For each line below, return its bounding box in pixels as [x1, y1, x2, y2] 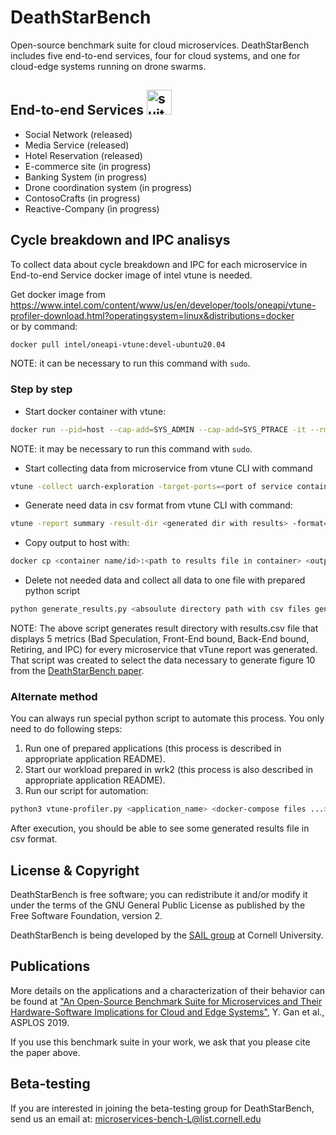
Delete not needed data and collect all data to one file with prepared [24, 574, 306, 586]
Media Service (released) [24, 139, 130, 151]
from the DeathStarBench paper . [10, 665, 145, 677]
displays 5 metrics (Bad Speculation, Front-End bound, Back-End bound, [10, 633, 310, 645]
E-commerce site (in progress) [24, 160, 152, 172]
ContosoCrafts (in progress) [24, 192, 141, 204]
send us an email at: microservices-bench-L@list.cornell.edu [10, 1112, 262, 1125]
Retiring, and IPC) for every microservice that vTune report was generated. [10, 644, 318, 656]
